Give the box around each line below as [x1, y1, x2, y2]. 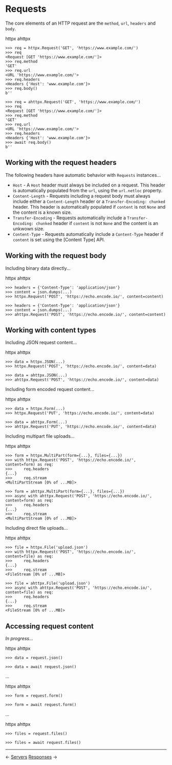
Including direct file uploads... [5, 525, 68, 531]
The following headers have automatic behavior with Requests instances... [5, 172, 161, 178]
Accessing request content [5, 622, 94, 630]
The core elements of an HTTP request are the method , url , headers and [5, 20, 156, 26]
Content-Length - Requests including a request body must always [12, 193, 150, 199]
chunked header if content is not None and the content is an [35, 220, 159, 226]
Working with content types [5, 326, 96, 334]
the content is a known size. [12, 209, 72, 215]
